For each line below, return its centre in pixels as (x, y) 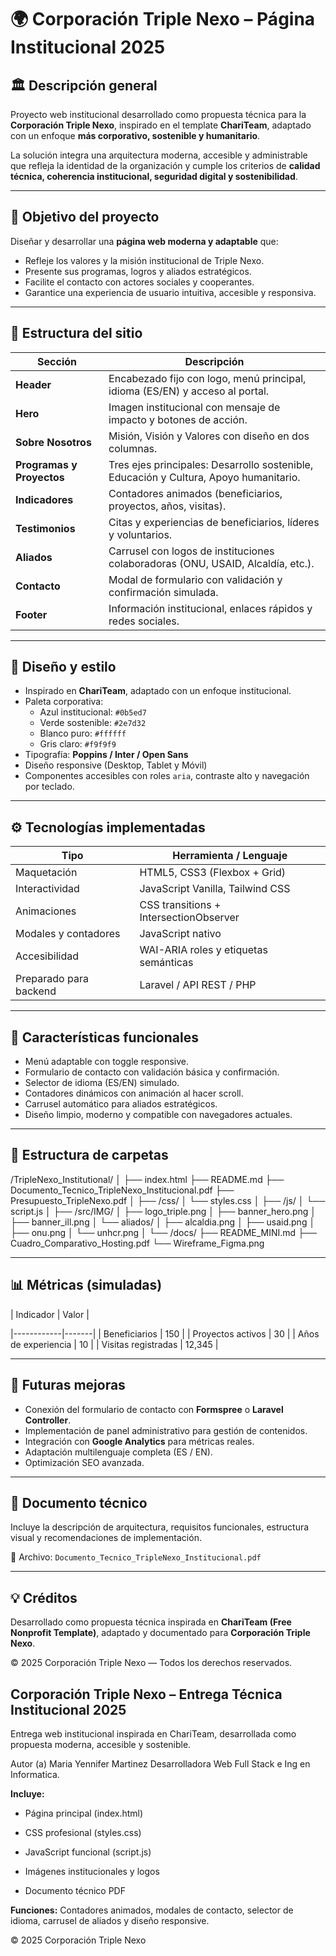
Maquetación (46, 873)
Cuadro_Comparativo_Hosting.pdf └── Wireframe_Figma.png (137, 1243)
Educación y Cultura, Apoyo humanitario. (204, 477)
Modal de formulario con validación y (195, 579)
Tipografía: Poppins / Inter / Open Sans (106, 755)
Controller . (48, 1420)
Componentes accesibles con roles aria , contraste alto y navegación (167, 776)
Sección (57, 361)
